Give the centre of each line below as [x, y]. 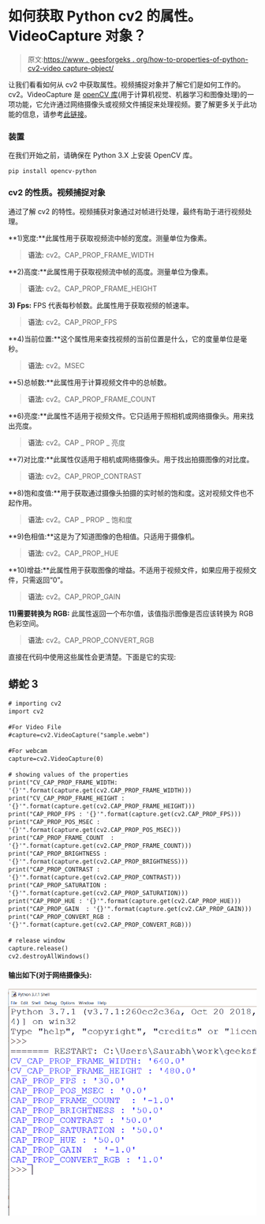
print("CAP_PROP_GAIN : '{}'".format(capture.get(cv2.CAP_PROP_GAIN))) [130, 910]
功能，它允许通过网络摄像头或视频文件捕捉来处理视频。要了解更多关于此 [132, 104]
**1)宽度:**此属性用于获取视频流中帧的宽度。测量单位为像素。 [110, 238]
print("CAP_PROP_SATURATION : [58, 886]
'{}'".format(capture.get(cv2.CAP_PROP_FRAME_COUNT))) [100, 846]
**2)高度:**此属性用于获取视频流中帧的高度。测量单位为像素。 [110, 271]
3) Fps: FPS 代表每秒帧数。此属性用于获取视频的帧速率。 [101, 305]
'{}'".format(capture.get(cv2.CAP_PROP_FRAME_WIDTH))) [100, 791]
